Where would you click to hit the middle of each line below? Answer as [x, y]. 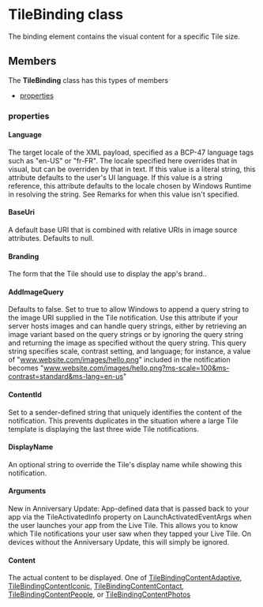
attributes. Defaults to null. [51, 238]
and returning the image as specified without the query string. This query [127, 343]
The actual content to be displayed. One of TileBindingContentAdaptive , [125, 578]
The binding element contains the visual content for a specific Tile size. [124, 36]
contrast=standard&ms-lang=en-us [66, 377]
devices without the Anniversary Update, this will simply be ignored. [119, 542]
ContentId [25, 395]
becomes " [26, 368]
